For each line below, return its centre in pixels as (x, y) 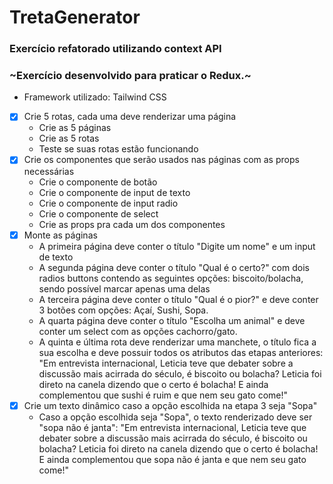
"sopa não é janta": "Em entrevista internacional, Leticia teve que (172, 427)
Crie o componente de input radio (108, 203)
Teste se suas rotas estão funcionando (118, 149)
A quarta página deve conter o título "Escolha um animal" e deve (172, 320)
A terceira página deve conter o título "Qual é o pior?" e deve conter (178, 299)
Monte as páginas (60, 235)
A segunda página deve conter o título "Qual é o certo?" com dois (174, 267)
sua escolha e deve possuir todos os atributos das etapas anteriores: (181, 352)
